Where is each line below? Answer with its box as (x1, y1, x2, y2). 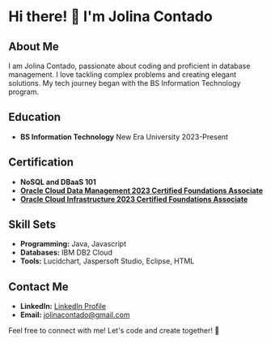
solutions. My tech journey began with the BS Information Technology (8, 79, 241, 88)
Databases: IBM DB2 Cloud (19, 247, 113, 258)
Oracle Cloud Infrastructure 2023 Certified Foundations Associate (19, 194, 248, 204)
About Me (8, 40, 59, 54)
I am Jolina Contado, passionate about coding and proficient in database (8, 61, 251, 71)
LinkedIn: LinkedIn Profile (19, 302, 107, 311)
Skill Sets (8, 218, 57, 232)
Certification (8, 156, 74, 169)
